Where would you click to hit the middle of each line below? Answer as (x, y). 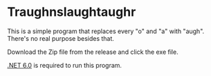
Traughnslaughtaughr (72, 12)
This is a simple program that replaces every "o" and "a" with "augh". (106, 31)
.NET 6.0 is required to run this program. (65, 65)
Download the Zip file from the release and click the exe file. (93, 52)
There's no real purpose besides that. (61, 38)
